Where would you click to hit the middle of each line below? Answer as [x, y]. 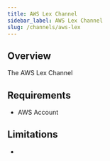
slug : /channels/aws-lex [44, 27]
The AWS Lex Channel [40, 73]
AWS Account [38, 112]
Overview [29, 56]
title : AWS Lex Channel [43, 14]
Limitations [33, 134]
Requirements [39, 95]
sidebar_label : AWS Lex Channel [55, 21]
